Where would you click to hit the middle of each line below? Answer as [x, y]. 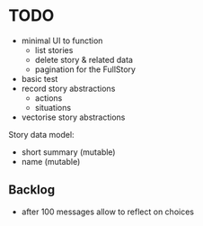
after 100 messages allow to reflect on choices [108, 212]
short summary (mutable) [68, 152]
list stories [54, 50]
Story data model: [41, 134]
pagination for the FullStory [85, 69]
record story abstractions [68, 88]
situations [53, 107]
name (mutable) [51, 161]
